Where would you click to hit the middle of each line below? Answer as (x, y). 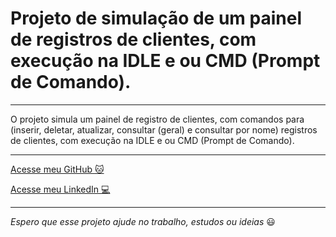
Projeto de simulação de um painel (156, 18)
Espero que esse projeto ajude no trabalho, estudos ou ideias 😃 (143, 221)
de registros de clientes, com (133, 39)
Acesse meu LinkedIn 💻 (60, 189)
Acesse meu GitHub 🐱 (57, 169)
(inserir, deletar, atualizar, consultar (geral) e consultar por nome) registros (164, 129)
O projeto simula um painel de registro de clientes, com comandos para (157, 119)
